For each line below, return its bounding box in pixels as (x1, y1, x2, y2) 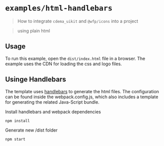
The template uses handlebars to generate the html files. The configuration (5, 88, 160, 94)
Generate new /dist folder (5, 127, 58, 133)
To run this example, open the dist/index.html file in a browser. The (5, 55, 146, 61)
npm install (5, 118, 30, 123)
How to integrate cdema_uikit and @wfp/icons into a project (17, 18, 139, 24)
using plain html (17, 27, 50, 33)
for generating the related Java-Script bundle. (5, 99, 100, 105)
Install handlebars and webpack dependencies (5, 109, 101, 115)
